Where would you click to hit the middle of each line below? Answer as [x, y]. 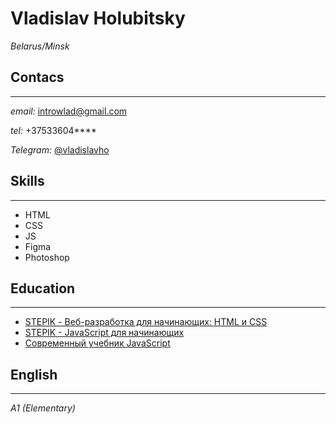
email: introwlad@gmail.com [69, 111]
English [34, 374]
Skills [27, 181]
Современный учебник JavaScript [97, 343]
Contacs [37, 77]
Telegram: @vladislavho [60, 149]
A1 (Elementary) [43, 408]
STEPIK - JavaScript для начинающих [104, 333]
